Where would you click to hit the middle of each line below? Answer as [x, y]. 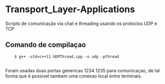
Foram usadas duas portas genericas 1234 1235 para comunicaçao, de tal [82, 70]
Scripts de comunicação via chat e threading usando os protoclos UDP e [81, 23]
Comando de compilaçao [46, 45]
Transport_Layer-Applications [70, 9]
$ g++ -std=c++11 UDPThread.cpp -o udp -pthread [67, 57]
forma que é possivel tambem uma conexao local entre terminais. [74, 76]
